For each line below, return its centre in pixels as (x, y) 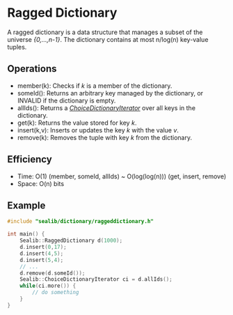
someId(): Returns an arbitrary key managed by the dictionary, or (110, 93)
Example (26, 205)
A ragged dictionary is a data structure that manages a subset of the (105, 32)
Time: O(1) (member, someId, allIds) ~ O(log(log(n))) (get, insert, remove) (122, 176)
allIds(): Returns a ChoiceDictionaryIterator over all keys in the (106, 108)
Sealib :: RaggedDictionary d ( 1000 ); (71, 241)
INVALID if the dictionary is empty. (66, 100)
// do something (56, 293)
